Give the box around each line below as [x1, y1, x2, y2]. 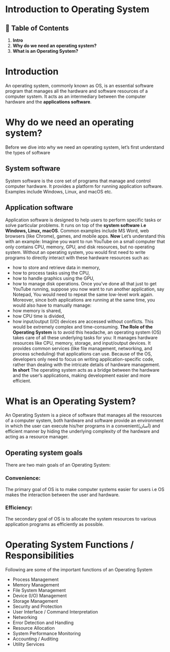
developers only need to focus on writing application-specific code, [12, 356, 155, 362]
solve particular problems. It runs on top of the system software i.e [5, 222, 146, 228]
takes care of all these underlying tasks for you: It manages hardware [12, 334, 158, 341]
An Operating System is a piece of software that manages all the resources [5, 412, 162, 418]
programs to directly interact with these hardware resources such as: [5, 254, 150, 260]
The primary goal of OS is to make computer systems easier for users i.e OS [5, 486, 165, 492]
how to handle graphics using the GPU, [12, 275, 95, 281]
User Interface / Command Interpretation [12, 608, 98, 615]
